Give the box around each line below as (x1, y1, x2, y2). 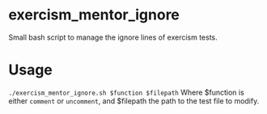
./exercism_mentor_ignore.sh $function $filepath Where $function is (8, 87, 244, 97)
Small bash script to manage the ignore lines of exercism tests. (8, 32, 218, 42)
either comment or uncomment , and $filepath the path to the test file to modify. (8, 95, 260, 106)
